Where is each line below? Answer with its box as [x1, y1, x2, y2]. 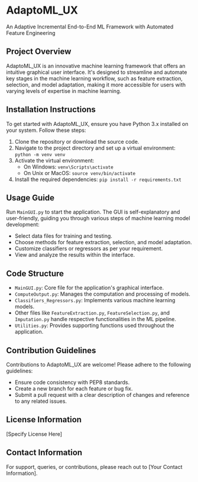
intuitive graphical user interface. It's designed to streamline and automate [6, 69, 187, 76]
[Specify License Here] [6, 430, 63, 438]
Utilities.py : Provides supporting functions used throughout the [14, 322, 174, 329]
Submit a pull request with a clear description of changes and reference [14, 392, 190, 398]
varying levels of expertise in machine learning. [6, 87, 122, 95]
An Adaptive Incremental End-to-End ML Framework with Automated [6, 23, 174, 30]
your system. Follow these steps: [6, 127, 86, 134]
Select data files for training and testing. [14, 232, 112, 240]
